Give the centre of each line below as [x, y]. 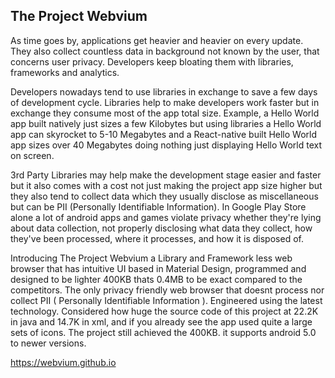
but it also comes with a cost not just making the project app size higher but [166, 185]
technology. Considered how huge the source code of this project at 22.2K [164, 311]
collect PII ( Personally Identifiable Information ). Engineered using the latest [166, 300]
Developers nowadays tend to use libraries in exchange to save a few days [164, 91]
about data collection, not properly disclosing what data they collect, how [161, 228]
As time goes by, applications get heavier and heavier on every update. [157, 40]
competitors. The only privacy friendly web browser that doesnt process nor [167, 290]
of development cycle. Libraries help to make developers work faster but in [165, 102]
